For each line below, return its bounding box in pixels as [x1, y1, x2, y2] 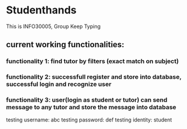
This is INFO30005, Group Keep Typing [6, 23, 101, 30]
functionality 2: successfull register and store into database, [6, 73, 182, 81]
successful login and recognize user [6, 80, 112, 88]
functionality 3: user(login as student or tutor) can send [6, 96, 168, 104]
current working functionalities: [6, 40, 124, 50]
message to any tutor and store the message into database [6, 103, 176, 111]
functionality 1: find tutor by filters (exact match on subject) [6, 57, 179, 65]
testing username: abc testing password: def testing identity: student [6, 116, 172, 123]
